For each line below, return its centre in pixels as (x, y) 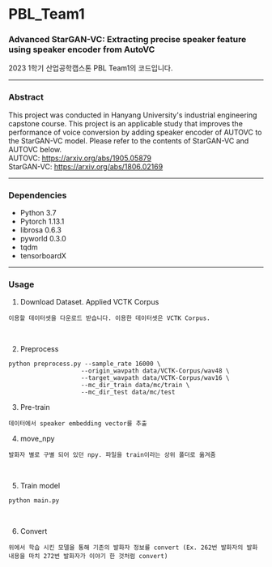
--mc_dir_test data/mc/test (128, 392)
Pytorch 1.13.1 (42, 222)
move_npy (37, 439)
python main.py (34, 501)
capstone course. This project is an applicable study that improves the (125, 123)
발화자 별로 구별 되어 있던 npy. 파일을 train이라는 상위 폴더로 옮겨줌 (112, 455)
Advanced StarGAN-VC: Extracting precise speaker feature (127, 40)
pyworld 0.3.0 (43, 239)
